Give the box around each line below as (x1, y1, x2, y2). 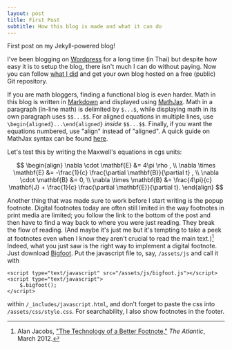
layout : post (7, 10, 45, 17)
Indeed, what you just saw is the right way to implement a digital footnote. (7, 242, 217, 250)
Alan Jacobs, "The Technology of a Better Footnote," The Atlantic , (17, 327, 206, 335)
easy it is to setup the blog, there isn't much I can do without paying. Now (7, 63, 217, 71)
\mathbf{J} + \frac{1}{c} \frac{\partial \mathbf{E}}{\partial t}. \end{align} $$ (8, 183, 224, 192)
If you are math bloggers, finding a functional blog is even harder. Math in (7, 90, 216, 99)
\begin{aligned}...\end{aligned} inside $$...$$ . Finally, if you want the (7, 120, 213, 128)
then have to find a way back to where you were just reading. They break (7, 219, 215, 227)
